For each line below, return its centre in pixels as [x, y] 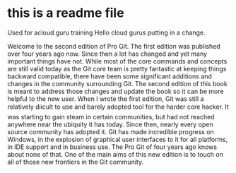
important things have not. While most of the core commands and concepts [117, 61]
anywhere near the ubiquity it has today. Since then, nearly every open [110, 124]
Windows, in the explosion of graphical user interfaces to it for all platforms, [118, 139]
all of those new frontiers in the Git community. [75, 162]
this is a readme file [66, 13]
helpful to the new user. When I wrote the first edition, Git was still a [106, 99]
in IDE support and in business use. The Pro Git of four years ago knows [112, 147]
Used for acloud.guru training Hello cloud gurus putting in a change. [107, 32]
